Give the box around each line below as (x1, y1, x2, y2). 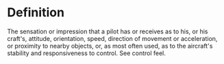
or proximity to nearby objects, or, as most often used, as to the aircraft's (7, 42, 213, 50)
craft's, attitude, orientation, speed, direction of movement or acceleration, (7, 34, 218, 42)
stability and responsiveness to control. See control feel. (7, 49, 166, 57)
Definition (7, 5, 65, 20)
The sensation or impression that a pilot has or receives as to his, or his (7, 27, 208, 35)
